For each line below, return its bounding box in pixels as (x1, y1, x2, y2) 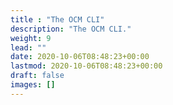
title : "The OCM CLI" (10, 14, 105, 25)
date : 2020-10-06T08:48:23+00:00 (10, 52, 150, 62)
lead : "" (10, 42, 47, 53)
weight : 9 (10, 33, 52, 43)
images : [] (10, 80, 56, 90)
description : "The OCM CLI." (10, 24, 132, 34)
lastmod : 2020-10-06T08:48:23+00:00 (10, 61, 163, 71)
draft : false (10, 71, 65, 81)
